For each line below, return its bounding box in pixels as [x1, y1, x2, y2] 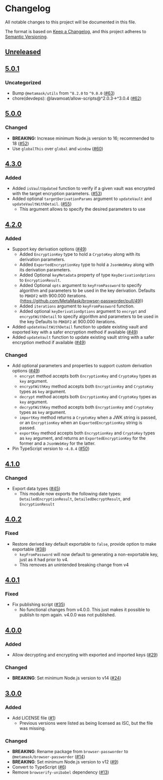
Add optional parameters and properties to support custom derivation [12, 363, 152, 369]
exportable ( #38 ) [12, 546, 46, 552]
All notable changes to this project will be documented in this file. [5, 19, 137, 25]
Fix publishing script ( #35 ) [12, 601, 65, 608]
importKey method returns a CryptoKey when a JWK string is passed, [19, 414, 157, 420]
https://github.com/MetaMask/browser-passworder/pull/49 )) [21, 298, 143, 304]
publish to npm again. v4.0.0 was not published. [19, 612, 116, 618]
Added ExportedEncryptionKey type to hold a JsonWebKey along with [19, 262, 154, 267]
